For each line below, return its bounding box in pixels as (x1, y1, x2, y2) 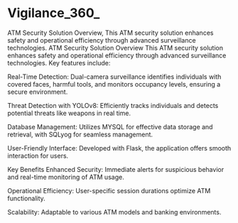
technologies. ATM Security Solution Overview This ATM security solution (7, 43, 224, 52)
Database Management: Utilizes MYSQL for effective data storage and (7, 122, 213, 131)
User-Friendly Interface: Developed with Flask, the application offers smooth (7, 143, 232, 152)
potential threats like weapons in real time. (7, 109, 131, 117)
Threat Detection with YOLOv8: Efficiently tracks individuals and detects (7, 101, 219, 109)
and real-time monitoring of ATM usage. (7, 173, 124, 181)
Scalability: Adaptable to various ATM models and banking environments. (7, 207, 222, 216)
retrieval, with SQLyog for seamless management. (7, 130, 153, 138)
